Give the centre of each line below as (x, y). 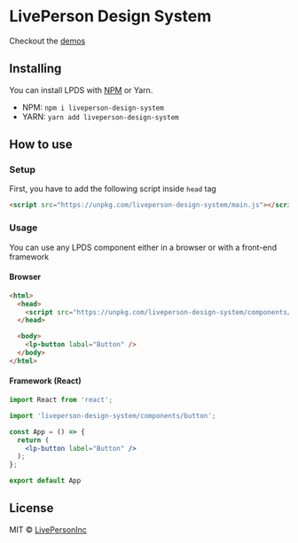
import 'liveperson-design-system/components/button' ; (113, 415)
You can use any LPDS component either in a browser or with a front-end (143, 247)
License (31, 508)
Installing (35, 69)
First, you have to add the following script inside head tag (113, 189)
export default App (45, 481)
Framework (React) (45, 381)
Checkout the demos (47, 41)
